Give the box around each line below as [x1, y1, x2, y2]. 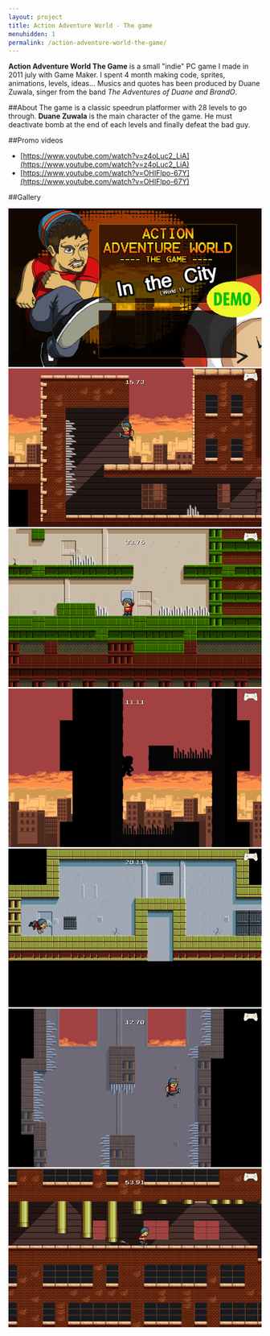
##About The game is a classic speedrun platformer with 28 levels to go [8, 103, 247, 113]
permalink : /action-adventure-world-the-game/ [8, 39, 167, 47]
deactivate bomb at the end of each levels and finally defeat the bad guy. [8, 120, 251, 130]
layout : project [8, 13, 63, 21]
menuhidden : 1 [8, 30, 56, 38]
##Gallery [8, 192, 42, 202]
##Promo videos [8, 135, 63, 145]
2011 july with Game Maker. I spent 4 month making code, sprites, [8, 70, 226, 80]
